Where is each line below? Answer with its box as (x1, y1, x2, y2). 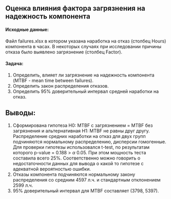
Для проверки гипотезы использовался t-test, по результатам (12, 144, 150, 150)
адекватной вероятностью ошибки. (12, 166, 91, 172)
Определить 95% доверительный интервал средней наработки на (12, 88, 159, 94)
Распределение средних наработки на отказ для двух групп (12, 133, 146, 139)
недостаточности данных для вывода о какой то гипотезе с (12, 160, 144, 166)
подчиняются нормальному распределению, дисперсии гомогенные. (12, 138, 167, 145)
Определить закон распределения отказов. (12, 83, 109, 89)
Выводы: (5, 109, 36, 117)
